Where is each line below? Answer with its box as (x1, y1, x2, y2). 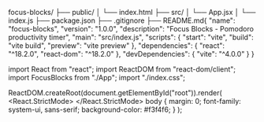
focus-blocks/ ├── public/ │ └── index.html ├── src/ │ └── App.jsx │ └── (8, 8, 256, 17)
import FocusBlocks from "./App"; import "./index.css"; (8, 73, 185, 82)
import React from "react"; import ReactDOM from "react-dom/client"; (8, 65, 236, 74)
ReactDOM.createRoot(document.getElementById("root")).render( (8, 88, 222, 98)
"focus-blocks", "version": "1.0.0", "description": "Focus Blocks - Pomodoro (8, 24, 255, 33)
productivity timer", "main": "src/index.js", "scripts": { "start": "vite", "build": (8, 32, 254, 42)
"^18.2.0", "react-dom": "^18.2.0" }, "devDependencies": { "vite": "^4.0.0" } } (8, 50, 255, 58)
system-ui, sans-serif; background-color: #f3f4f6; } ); (8, 105, 183, 114)
